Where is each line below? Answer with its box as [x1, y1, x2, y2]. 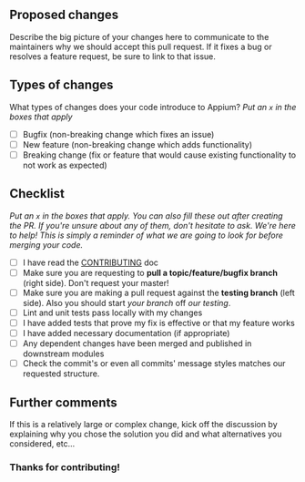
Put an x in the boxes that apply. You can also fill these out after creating [9, 210, 284, 221]
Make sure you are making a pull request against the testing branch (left [22, 287, 296, 298]
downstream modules [22, 348, 105, 359]
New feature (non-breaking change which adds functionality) [22, 138, 253, 149]
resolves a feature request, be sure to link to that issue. [9, 50, 216, 62]
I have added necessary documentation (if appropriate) [22, 327, 230, 338]
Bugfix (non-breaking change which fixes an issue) [22, 128, 215, 139]
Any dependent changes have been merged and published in [22, 338, 252, 349]
